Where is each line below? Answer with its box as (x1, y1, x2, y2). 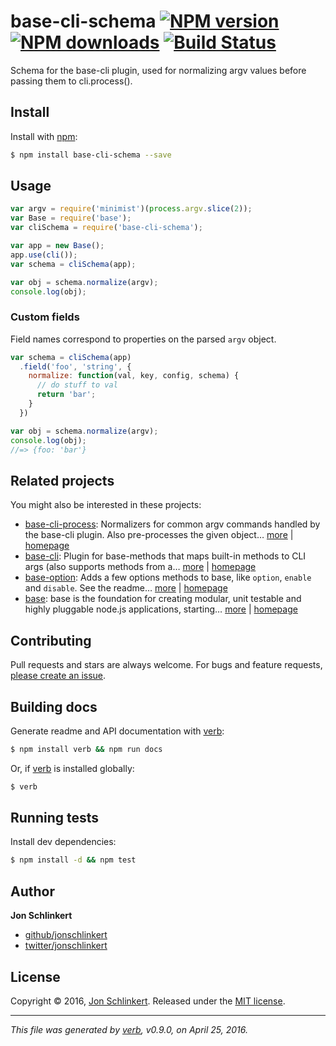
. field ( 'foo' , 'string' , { (19, 361, 132, 372)
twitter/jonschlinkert (24, 940, 108, 952)
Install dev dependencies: (10, 836, 117, 848)
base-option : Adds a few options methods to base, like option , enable (24, 571, 312, 584)
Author (10, 883, 55, 900)
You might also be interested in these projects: (10, 499, 202, 511)
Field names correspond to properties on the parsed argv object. (10, 333, 277, 345)
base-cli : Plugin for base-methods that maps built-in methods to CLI (24, 550, 307, 562)
